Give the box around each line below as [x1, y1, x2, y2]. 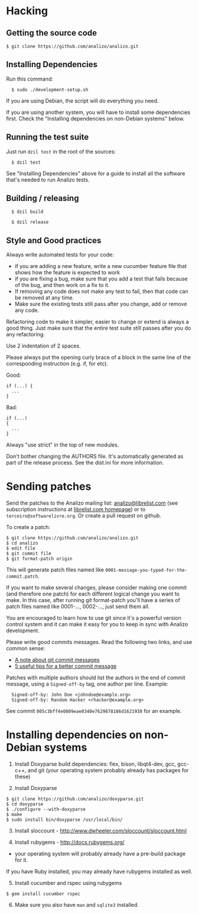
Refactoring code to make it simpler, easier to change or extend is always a [6, 319, 189, 326]
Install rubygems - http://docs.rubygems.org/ [14, 839, 125, 846]
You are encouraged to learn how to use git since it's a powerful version [6, 614, 181, 622]
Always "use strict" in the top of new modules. [6, 441, 119, 448]
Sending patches [6, 480, 92, 493]
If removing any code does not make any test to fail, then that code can [14, 288, 189, 295]
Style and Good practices [6, 235, 102, 246]
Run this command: [6, 75, 53, 82]
